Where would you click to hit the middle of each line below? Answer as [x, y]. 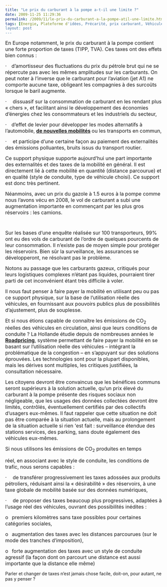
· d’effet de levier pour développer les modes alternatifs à [74, 125]
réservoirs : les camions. [34, 212]
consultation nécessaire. [34, 372]
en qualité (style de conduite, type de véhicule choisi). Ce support [83, 177]
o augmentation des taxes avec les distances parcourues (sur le [81, 534]
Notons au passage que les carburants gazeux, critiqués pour [78, 268]
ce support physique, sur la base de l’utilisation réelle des [73, 298]
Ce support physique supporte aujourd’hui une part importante [79, 159]
